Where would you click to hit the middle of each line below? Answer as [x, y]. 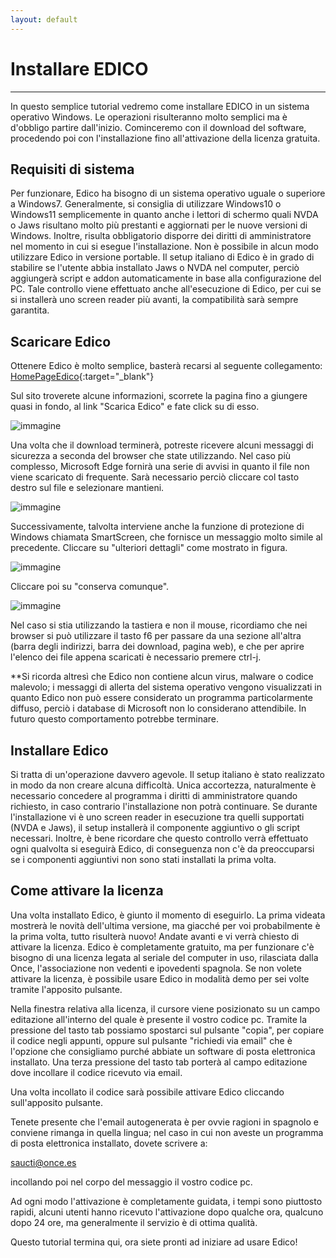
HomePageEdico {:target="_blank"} [82, 377]
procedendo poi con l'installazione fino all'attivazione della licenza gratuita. [165, 138]
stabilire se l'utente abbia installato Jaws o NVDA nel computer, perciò [155, 268]
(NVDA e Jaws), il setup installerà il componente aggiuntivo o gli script [155, 827]
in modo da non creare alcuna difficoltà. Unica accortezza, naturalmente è [163, 785]
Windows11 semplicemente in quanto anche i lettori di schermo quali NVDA [164, 215]
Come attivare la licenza [87, 891]
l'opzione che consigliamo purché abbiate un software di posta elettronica [163, 1051]
